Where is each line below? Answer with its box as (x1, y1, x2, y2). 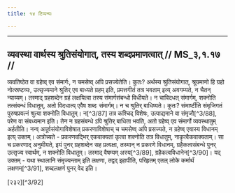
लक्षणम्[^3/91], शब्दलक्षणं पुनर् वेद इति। (7, 164, 98, 173)
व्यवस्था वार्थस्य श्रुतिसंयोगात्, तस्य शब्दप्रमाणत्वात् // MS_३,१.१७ (7, 49, 220, 61)
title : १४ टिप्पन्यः (7, 10, 52, 17)
